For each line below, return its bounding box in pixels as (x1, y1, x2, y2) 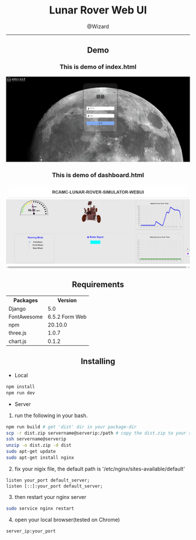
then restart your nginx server (14, 493, 86, 500)
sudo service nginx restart (6, 505, 75, 511)
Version (57, 297, 77, 304)
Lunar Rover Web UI (49, 4, 147, 17)
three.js (8, 329, 27, 336)
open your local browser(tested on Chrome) (14, 516, 120, 523)
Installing (80, 356, 116, 366)
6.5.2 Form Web (47, 313, 87, 320)
